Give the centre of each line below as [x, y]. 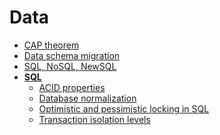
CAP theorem [51, 45]
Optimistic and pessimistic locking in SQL [124, 108]
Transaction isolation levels [94, 119]
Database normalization [87, 98]
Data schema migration [72, 55]
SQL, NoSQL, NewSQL [70, 66]
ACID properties [72, 87]
